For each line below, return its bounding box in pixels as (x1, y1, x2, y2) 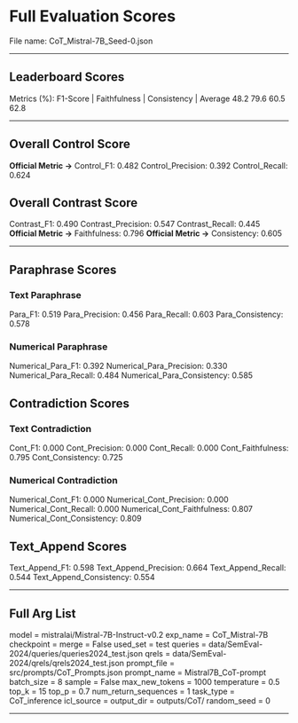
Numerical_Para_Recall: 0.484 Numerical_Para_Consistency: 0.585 (9, 370, 254, 381)
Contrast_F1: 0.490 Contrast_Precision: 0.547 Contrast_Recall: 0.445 (9, 219, 261, 230)
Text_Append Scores (9, 538, 127, 554)
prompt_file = (126, 657, 176, 668)
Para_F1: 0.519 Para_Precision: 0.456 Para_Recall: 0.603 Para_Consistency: (9, 309, 284, 320)
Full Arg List (9, 606, 77, 621)
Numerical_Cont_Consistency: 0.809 (9, 513, 142, 524)
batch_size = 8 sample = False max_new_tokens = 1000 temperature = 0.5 (9, 676, 280, 687)
